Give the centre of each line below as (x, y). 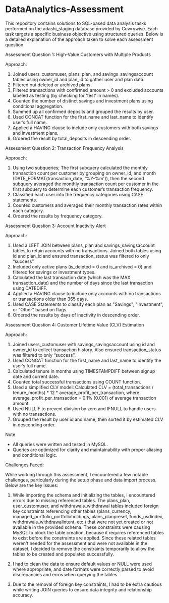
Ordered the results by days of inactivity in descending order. (76, 315)
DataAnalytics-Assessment (64, 9)
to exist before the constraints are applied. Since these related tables (84, 538)
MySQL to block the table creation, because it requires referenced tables (88, 532)
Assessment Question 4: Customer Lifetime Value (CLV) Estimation (75, 324)
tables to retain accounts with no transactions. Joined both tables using (87, 250)
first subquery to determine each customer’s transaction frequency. (83, 189)
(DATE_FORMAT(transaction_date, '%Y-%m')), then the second (78, 178)
